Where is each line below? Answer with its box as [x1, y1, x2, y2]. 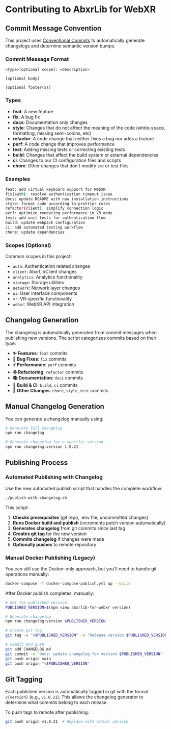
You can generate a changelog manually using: [5, 416, 104, 422]
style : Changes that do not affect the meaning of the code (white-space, [12, 124, 165, 131]
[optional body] [5, 76, 40, 81]
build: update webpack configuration [5, 220, 85, 225]
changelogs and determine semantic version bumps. [5, 43, 116, 49]
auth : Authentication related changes [12, 263, 91, 269]
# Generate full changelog [5, 425, 63, 431]
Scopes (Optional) [5, 241, 51, 248]
